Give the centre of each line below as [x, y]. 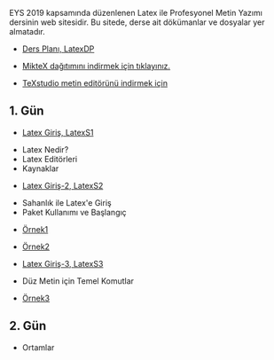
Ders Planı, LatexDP [58, 49]
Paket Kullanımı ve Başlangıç [74, 212]
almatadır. [27, 31]
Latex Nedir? [45, 149]
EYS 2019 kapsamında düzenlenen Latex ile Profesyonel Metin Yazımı [136, 13]
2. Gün [28, 326]
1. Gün [27, 111]
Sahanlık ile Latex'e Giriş [67, 202]
